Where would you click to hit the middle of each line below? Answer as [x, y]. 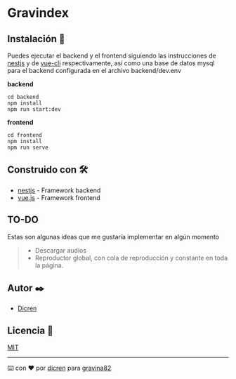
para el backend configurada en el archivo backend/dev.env [94, 71]
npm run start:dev [34, 109]
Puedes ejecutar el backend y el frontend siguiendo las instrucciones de [112, 55]
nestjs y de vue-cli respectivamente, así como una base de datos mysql [111, 63]
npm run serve [28, 147]
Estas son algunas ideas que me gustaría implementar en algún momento [113, 237]
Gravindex [38, 13]
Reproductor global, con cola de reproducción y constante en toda [131, 258]
